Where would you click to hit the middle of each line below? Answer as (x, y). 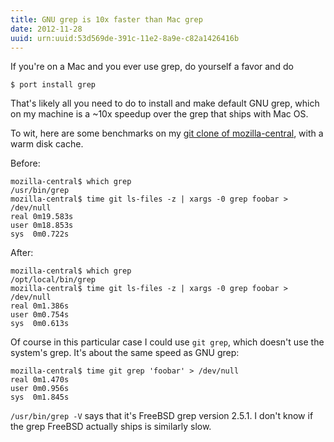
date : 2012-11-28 (46, 29)
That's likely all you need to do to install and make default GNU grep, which (165, 103)
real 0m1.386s (40, 306)
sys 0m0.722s (40, 234)
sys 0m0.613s (40, 324)
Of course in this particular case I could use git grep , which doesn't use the (167, 342)
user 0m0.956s (40, 389)
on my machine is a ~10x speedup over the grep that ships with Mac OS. (159, 114)
